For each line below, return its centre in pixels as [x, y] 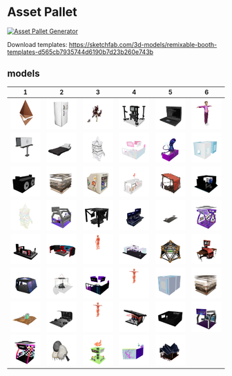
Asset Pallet [42, 12]
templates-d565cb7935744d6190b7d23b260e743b [80, 52]
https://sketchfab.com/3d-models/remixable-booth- [143, 44]
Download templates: [37, 44]
